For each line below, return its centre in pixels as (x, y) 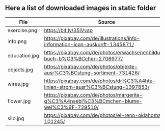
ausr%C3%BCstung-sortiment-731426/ (92, 72)
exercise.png (23, 30)
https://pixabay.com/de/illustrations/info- (92, 38)
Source (107, 22)
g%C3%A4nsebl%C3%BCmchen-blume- (93, 101)
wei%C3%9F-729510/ (71, 107)
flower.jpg (19, 101)
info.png (17, 41)
